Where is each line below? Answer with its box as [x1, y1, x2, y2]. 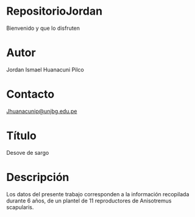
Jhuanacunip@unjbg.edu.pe [6, 107, 77, 115]
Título [6, 129, 37, 143]
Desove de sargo [6, 149, 49, 156]
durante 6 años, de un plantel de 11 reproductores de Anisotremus [6, 197, 172, 204]
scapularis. [6, 203, 34, 211]
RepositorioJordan [6, 4, 102, 18]
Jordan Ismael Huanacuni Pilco [6, 66, 84, 73]
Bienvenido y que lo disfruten [6, 24, 80, 32]
